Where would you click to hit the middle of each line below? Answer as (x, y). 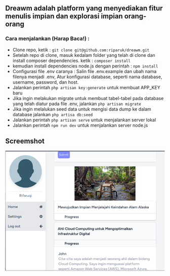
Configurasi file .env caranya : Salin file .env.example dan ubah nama (84, 71)
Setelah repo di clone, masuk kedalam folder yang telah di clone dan (84, 55)
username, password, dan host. (46, 82)
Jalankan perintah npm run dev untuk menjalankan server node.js (80, 125)
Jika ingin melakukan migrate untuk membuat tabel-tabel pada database (88, 98)
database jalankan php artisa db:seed (53, 114)
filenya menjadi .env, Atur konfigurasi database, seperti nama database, (87, 77)
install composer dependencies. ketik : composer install (71, 60)
